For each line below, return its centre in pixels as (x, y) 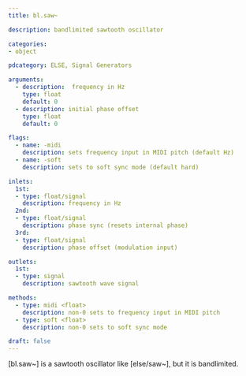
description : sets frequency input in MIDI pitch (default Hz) (129, 153)
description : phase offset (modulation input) (100, 248)
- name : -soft (38, 160)
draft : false (30, 341)
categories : (28, 44)
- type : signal (40, 277)
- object (22, 51)
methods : (22, 298)
